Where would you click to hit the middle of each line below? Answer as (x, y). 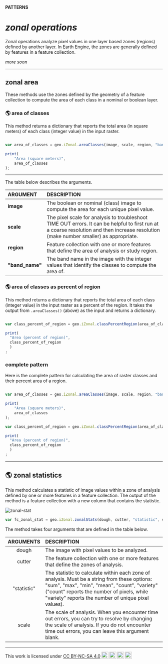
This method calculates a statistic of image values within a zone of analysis (82, 490)
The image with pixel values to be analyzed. (96, 550)
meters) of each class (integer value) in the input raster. (62, 131)
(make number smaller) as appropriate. (92, 237)
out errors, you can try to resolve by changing (99, 618)
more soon (16, 62)
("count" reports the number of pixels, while (97, 591)
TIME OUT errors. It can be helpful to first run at (103, 224)
